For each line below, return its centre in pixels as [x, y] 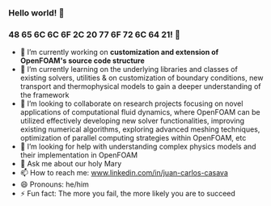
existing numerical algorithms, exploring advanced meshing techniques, [140, 129]
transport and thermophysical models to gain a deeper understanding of [140, 86]
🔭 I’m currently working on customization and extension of [119, 53]
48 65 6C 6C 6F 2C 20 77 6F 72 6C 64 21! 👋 [94, 34]
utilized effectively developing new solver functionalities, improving [132, 121]
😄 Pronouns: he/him [54, 184]
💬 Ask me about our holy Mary [71, 164]
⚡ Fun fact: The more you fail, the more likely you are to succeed [128, 194]
